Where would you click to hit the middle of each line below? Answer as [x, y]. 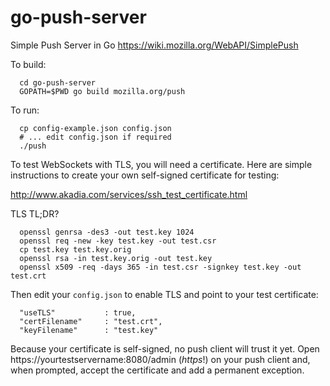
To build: [28, 64]
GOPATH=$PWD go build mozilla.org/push [102, 91]
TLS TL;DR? [35, 213]
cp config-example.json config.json [95, 128]
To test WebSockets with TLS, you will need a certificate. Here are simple [161, 164]
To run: [25, 110]
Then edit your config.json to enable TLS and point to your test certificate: [164, 294]
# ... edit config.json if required [95, 137]
